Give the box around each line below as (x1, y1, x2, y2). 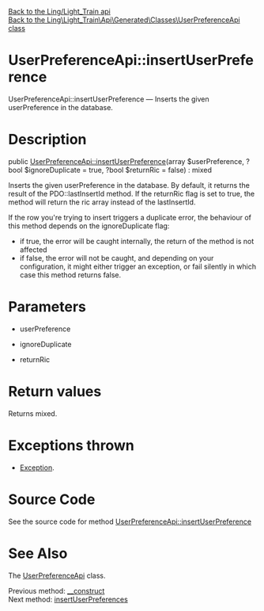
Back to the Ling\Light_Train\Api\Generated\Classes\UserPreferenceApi (8, 15, 240, 25)
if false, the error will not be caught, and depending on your (19, 253, 214, 262)
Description (8, 131, 87, 149)
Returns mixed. (8, 408, 58, 418)
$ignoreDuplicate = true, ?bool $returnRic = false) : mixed (24, 165, 212, 174)
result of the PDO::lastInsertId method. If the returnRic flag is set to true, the (8, 189, 255, 198)
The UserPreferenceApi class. (8, 571, 106, 580)
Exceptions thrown (8, 436, 134, 454)
